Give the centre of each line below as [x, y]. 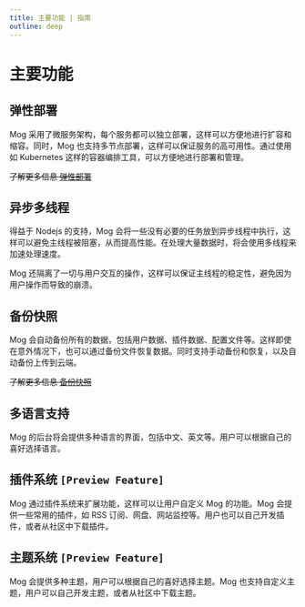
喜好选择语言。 [37, 448]
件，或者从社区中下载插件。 [61, 526]
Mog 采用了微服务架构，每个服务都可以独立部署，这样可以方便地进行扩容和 [151, 134]
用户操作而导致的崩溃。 [53, 285]
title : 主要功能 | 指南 [50, 18]
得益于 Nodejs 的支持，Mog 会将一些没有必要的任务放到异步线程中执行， [146, 231]
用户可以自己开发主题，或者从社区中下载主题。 [113, 592]
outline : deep [36, 26]
